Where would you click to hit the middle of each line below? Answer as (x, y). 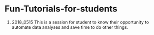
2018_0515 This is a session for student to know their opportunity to (80, 22)
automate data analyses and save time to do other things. (70, 27)
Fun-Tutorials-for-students (61, 9)
